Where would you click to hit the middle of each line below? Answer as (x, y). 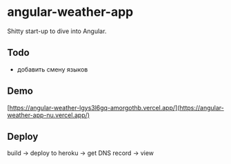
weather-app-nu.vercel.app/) (49, 115)
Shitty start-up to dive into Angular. (57, 31)
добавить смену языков (52, 69)
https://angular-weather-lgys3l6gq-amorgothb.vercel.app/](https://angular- (117, 107)
